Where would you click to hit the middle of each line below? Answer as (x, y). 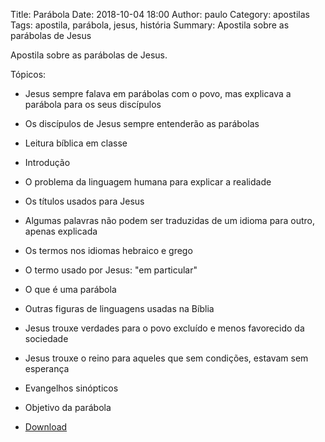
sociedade (46, 338)
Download (46, 427)
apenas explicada (61, 231)
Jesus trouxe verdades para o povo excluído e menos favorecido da (164, 328)
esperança (47, 368)
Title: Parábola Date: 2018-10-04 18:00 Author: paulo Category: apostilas (160, 14)
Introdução (47, 162)
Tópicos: (28, 74)
